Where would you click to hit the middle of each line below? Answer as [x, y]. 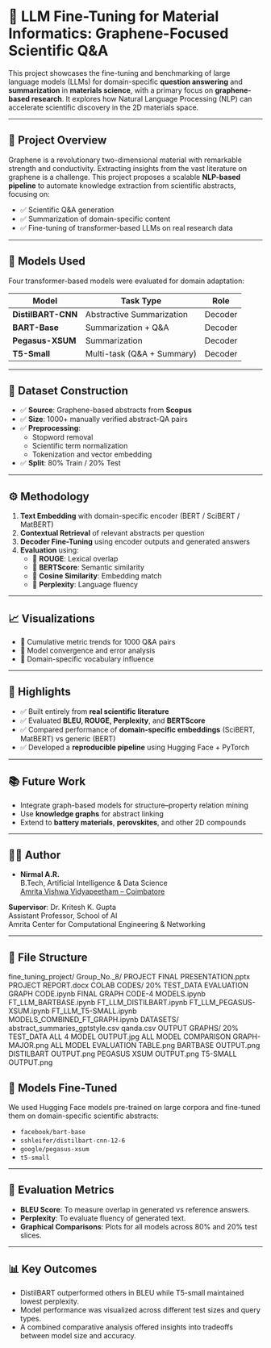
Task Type [141, 300]
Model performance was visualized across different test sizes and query [140, 1309]
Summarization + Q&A [127, 328]
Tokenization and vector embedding [92, 454]
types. [31, 1318]
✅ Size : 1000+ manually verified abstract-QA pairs [104, 419]
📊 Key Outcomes [53, 1269]
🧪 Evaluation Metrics [61, 1190]
